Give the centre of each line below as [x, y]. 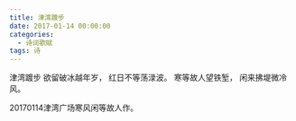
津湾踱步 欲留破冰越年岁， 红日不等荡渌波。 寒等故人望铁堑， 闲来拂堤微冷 [148, 78]
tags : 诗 [25, 51]
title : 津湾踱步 [37, 17]
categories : [32, 34]
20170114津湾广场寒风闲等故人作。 [74, 108]
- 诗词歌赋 [35, 43]
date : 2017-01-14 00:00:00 [60, 26]
